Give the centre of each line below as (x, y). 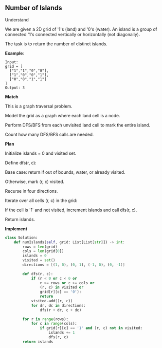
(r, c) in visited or (62, 287)
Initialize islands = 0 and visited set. (41, 153)
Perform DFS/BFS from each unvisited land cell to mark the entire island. (78, 125)
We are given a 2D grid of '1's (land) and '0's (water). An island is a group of (81, 29)
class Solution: (21, 238)
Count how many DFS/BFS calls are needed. (49, 134)
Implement (16, 229)
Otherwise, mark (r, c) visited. (35, 182)
